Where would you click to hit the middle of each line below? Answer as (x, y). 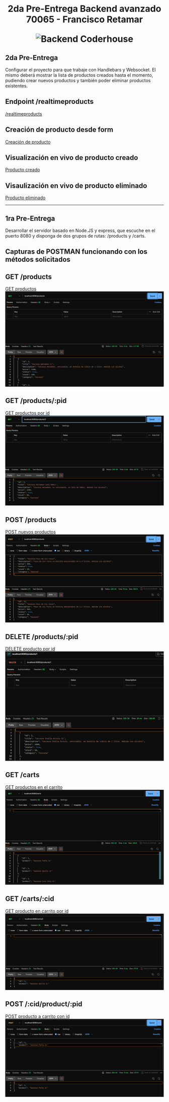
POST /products (31, 520)
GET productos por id (27, 413)
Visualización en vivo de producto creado (72, 158)
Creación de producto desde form (59, 130)
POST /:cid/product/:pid (44, 1004)
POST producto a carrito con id (37, 1016)
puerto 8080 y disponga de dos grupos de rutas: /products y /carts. (75, 236)
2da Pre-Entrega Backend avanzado (84, 9)
